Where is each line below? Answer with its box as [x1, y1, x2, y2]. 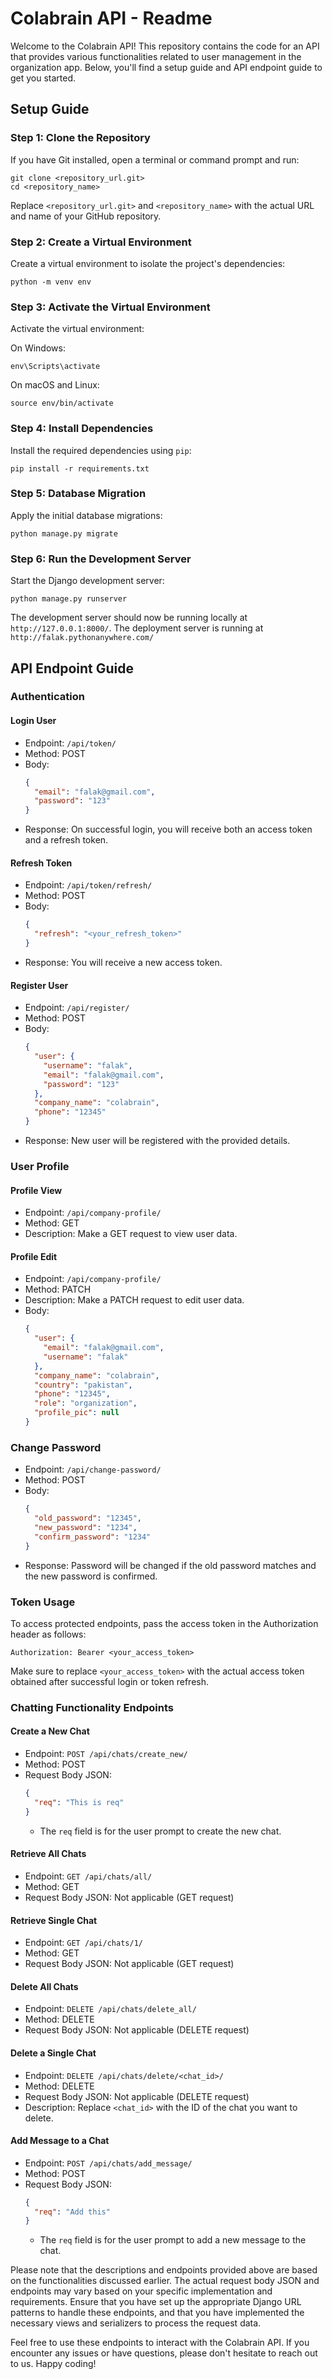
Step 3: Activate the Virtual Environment [10, 300, 211, 314]
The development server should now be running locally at [10, 612, 248, 624]
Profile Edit [10, 1250, 58, 1262]
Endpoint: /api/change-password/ [24, 1463, 162, 1476]
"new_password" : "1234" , [34, 1523, 138, 1533]
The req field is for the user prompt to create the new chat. [39, 1825, 282, 1837]
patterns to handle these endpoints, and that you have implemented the [10, 2307, 305, 2319]
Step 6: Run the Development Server [10, 552, 192, 566]
